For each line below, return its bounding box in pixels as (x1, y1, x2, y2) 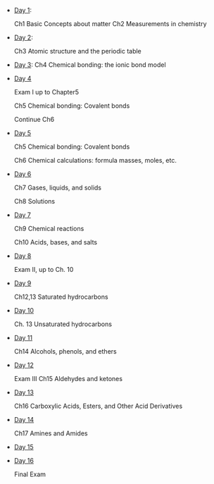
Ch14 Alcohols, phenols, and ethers (13, 347, 118, 355)
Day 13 (13, 388, 34, 397)
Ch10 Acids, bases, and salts (13, 238, 97, 246)
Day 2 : (13, 33, 33, 42)
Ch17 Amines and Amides (13, 429, 88, 438)
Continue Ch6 (13, 116, 55, 123)
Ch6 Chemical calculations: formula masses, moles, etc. (13, 156, 177, 164)
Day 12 (13, 361, 34, 369)
